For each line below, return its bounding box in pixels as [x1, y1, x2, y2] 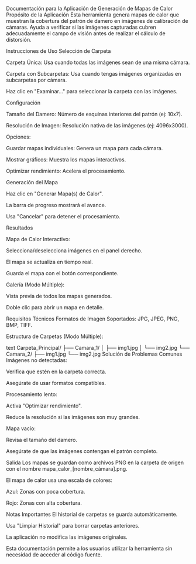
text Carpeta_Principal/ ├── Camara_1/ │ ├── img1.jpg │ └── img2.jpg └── [6, 345, 190, 351]
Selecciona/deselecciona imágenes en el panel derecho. [6, 247, 143, 254]
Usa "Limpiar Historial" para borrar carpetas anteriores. [6, 522, 140, 529]
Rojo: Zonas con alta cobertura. [6, 499, 82, 506]
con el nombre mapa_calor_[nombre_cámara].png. [6, 465, 128, 472]
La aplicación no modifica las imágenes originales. [6, 533, 128, 541]
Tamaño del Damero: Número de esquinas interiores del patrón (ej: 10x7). [6, 111, 183, 117]
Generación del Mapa [6, 179, 59, 185]
